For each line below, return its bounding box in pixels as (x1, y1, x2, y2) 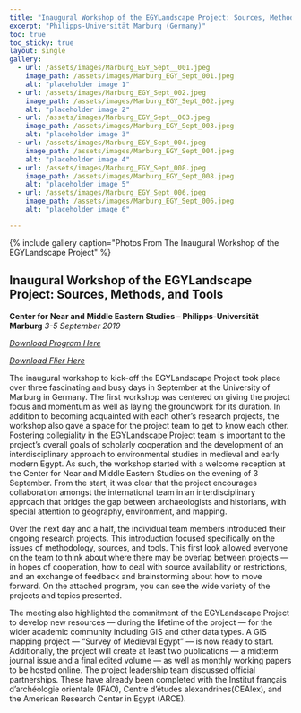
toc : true (9, 30, 47, 39)
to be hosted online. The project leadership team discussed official (9, 665, 256, 675)
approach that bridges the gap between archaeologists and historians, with (9, 496, 287, 507)
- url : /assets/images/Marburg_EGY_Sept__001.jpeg (17, 64, 211, 73)
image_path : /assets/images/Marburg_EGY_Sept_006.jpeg (25, 196, 235, 206)
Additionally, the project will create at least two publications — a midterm (9, 645, 279, 656)
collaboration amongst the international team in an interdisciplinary (9, 486, 256, 498)
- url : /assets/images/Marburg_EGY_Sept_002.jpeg (17, 88, 206, 97)
